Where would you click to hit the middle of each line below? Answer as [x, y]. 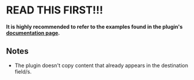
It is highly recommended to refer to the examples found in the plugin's [95, 26]
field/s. [23, 71]
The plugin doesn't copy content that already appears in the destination [101, 65]
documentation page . [33, 33]
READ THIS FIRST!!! [55, 10]
